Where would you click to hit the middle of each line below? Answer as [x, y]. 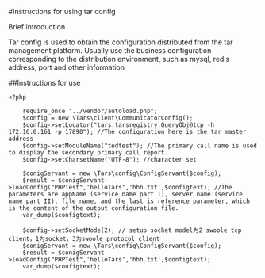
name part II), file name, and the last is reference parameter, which [129, 201]
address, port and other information [67, 67]
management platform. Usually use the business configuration [110, 50]
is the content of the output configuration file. [94, 208]
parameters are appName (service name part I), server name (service [126, 194]
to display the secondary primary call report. [88, 153]
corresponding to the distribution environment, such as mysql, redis [119, 59]
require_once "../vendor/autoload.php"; [90, 111]
